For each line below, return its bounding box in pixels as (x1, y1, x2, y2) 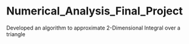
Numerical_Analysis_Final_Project (6, 4, 184, 18)
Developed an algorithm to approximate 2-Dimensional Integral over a (6, 24, 180, 31)
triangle (6, 30, 26, 37)
